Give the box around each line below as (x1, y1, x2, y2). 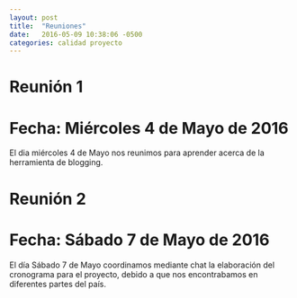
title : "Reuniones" (9, 22, 87, 31)
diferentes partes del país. (9, 278, 106, 289)
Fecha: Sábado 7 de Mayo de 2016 (9, 230, 270, 250)
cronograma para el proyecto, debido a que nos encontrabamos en (9, 268, 258, 279)
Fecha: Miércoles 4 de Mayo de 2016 (9, 118, 290, 138)
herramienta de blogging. (9, 157, 103, 168)
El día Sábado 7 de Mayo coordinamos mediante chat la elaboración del (9, 259, 275, 270)
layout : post (9, 13, 58, 22)
